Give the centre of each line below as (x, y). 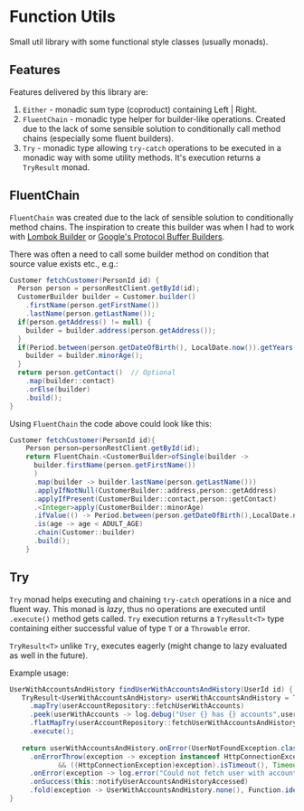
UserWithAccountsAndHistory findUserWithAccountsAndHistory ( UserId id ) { (152, 689)
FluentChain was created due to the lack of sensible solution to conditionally (152, 217)
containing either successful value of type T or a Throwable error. (130, 628)
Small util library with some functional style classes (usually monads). (139, 42)
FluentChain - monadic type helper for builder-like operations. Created (154, 118)
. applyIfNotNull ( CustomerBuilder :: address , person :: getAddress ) (155, 490)
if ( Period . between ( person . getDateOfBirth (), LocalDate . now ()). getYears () (159, 347)
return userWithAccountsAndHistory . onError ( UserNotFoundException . (151, 748)
